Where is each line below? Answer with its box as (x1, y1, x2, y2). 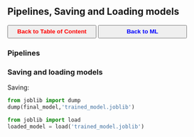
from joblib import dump (7, 97, 81, 104)
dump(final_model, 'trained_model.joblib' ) (7, 103, 135, 111)
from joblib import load (7, 116, 81, 124)
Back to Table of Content (17, 28, 87, 35)
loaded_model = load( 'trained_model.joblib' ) (7, 123, 144, 130)
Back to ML (126, 28, 158, 35)
